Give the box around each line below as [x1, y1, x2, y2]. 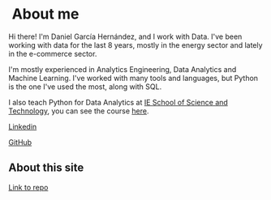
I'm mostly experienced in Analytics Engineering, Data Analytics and [8, 64, 237, 74]
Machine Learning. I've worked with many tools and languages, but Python [8, 73, 258, 83]
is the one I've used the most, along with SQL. [8, 82, 162, 91]
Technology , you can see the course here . [8, 106, 149, 116]
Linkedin [8, 121, 37, 131]
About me [11, 5, 80, 23]
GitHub [8, 137, 32, 147]
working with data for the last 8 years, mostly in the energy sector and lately [8, 40, 263, 49]
